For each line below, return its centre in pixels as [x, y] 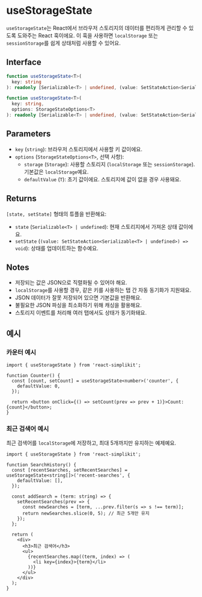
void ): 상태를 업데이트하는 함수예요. [57, 248]
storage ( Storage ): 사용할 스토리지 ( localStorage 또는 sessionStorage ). [109, 164]
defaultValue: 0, [39, 386]
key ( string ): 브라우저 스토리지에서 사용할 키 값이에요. [78, 149]
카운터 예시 [21, 352]
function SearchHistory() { [41, 465]
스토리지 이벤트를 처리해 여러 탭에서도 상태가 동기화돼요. [81, 313]
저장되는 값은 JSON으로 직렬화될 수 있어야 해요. [71, 283]
